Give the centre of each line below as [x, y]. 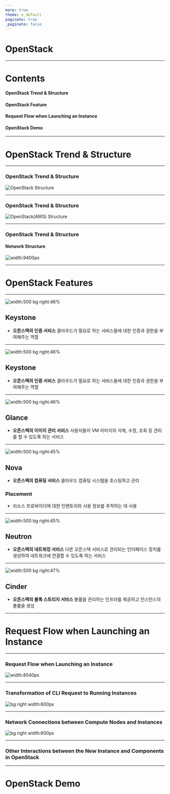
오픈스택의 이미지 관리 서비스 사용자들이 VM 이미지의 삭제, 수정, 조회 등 [82, 430]
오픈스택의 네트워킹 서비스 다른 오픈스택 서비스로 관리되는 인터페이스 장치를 [87, 549]
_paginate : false [24, 24]
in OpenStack [22, 757]
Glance [17, 418]
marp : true [17, 10]
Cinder [16, 586]
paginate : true [21, 19]
